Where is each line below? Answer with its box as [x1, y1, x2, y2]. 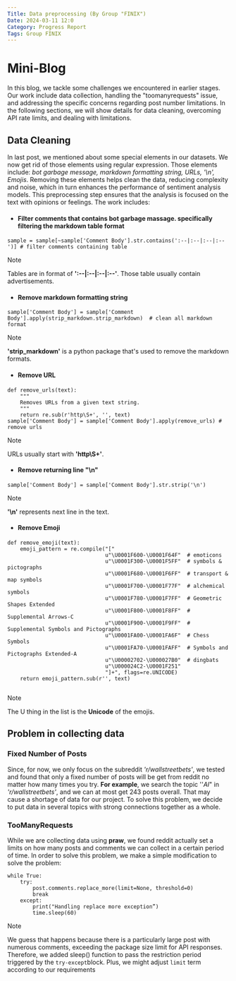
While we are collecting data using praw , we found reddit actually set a [7, 836, 213, 844]
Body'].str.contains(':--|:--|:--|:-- [111, 237, 225, 244]
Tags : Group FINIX [7, 30, 61, 37]
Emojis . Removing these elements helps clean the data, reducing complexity [7, 176, 229, 183]
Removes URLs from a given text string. [20, 399, 140, 406]
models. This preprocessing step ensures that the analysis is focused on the [7, 191, 229, 198]
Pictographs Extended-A [7, 651, 77, 658]
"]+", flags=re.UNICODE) [104, 669, 178, 676]
